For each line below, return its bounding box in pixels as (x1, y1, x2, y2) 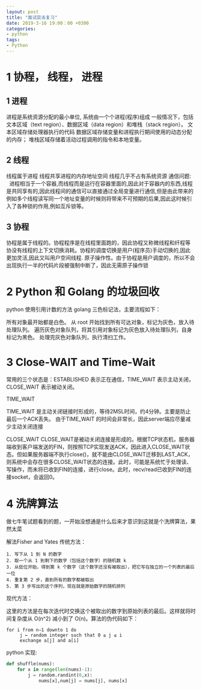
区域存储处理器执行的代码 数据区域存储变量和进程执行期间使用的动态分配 (11, 128, 192, 136)
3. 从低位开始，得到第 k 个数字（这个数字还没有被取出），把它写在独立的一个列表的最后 (6, 564, 195, 570)
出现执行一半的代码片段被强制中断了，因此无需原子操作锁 (6, 262, 148, 269)
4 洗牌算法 (6, 497, 58, 510)
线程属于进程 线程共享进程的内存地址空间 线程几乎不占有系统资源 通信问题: (6, 172, 191, 180)
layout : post (6, 8, 39, 15)
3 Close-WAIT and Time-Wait (6, 355, 156, 369)
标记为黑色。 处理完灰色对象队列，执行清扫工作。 (6, 334, 129, 341)
